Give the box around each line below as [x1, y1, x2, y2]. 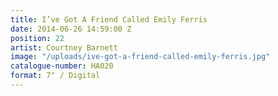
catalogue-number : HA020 [10, 61, 114, 71]
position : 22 [10, 33, 65, 43]
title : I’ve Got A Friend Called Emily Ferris [10, 14, 208, 25]
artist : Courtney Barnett [10, 42, 118, 53]
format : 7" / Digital [10, 71, 101, 81]
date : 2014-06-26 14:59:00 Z [10, 24, 132, 34]
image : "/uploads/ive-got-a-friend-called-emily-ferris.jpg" [10, 52, 271, 62]
